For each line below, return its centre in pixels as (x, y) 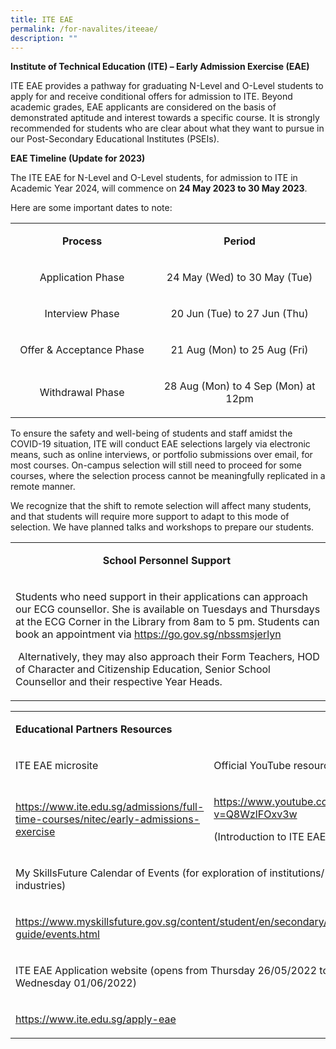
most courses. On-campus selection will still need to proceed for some (156, 465)
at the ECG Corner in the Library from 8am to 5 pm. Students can (167, 622)
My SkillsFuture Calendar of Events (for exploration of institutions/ (170, 873)
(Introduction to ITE (259, 837)
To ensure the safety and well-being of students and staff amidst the (151, 433)
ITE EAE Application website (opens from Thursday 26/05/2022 (166, 971)
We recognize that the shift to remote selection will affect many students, (161, 506)
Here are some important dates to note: (91, 208)
